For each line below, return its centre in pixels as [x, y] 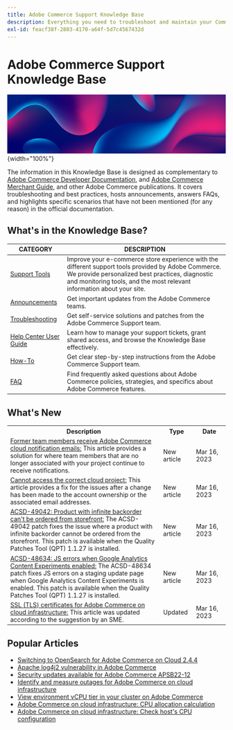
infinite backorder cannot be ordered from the [75, 534]
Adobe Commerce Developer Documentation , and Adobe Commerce [105, 179]
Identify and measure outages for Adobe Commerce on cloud [105, 682]
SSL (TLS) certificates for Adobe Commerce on [78, 604]
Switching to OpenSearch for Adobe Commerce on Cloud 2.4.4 [107, 660]
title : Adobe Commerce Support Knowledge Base [76, 15]
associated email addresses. [51, 502]
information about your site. [106, 289]
